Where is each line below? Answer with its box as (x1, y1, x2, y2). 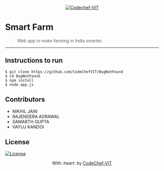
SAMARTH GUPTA (12, 118, 50, 124)
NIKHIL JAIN (12, 108, 38, 114)
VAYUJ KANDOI (12, 124, 44, 130)
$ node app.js (5, 82, 34, 87)
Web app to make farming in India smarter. (17, 38, 103, 43)
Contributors (5, 95, 45, 104)
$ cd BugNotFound (5, 74, 41, 78)
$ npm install (5, 78, 34, 83)
